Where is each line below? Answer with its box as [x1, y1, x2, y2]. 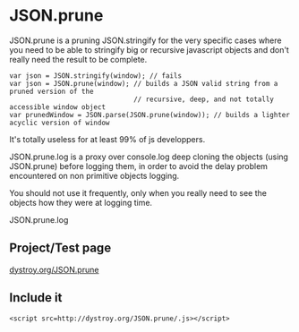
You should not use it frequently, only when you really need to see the [9, 187, 267, 198]
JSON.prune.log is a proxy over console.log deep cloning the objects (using [9, 151, 289, 162]
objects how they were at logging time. [9, 197, 153, 208]
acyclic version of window [9, 118, 110, 127]
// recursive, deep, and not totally [132, 95, 275, 104]
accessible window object [9, 102, 106, 112]
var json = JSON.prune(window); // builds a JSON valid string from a [9, 79, 278, 88]
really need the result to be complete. [9, 54, 148, 64]
